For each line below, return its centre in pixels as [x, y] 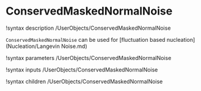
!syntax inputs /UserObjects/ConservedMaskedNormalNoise [82, 69]
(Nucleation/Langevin [33, 46]
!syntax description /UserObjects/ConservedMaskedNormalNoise [88, 28]
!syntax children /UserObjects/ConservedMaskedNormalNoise [84, 81]
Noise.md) [75, 46]
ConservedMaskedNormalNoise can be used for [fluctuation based [86, 39]
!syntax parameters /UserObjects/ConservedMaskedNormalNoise [89, 58]
